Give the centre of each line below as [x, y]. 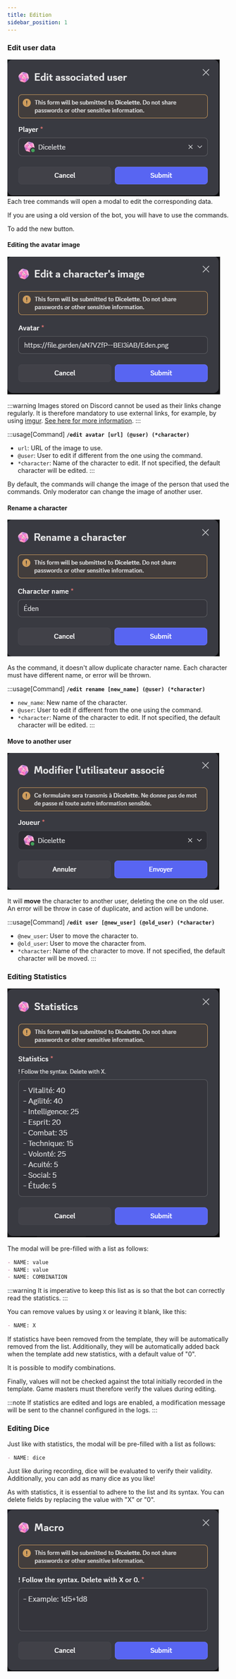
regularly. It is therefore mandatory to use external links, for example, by [112, 413]
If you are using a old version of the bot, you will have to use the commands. [118, 215]
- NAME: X [22, 1326]
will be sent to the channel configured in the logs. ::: [82, 1410]
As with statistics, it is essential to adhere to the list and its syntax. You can [116, 1492]
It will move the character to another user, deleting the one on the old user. [116, 901]
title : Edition [30, 15]
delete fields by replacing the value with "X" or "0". [81, 1500]
